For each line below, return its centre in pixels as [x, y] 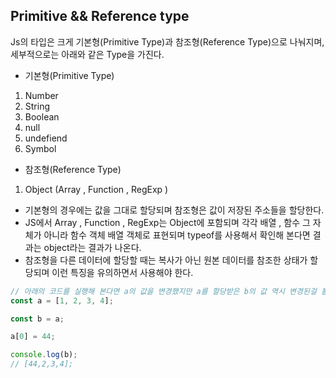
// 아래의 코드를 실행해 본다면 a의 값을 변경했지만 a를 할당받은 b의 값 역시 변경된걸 [163, 291]
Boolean [42, 116]
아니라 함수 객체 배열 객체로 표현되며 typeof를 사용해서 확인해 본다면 [177, 235]
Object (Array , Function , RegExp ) [96, 189]
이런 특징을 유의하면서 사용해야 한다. [122, 272]
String [37, 106]
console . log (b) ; [44, 355]
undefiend [46, 138]
